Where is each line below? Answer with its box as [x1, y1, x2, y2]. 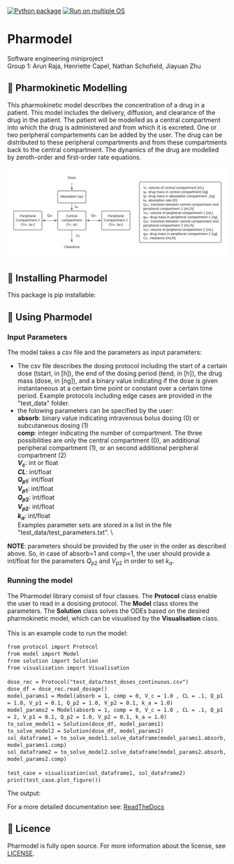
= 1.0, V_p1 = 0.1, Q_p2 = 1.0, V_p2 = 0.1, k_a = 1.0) [7, 699, 173, 706]
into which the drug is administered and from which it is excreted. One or [7, 123, 217, 131]
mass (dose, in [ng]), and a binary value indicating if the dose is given [17, 376, 219, 385]
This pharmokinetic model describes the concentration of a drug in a [7, 100, 205, 109]
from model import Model [7, 650, 80, 657]
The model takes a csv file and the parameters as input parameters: [7, 348, 203, 356]
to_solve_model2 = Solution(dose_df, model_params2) [7, 727, 164, 734]
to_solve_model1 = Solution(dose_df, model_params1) [7, 720, 164, 727]
